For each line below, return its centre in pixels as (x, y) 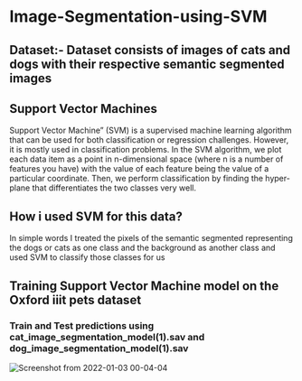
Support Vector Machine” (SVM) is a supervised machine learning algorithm (151, 130)
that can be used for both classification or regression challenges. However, (149, 140)
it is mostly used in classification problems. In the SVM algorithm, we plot (146, 150)
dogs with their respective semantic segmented (147, 64)
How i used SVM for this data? (96, 216)
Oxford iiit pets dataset (75, 300)
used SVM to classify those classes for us (87, 257)
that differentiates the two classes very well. (114, 188)
